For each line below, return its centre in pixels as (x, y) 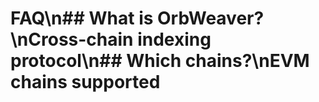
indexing (174, 39)
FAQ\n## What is (82, 18)
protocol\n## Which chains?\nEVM (160, 61)
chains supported (85, 82)
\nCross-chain (72, 39)
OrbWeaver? (211, 18)
